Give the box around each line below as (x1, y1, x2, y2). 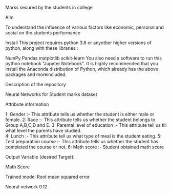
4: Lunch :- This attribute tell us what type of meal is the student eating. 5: (5, 133, 162, 139)
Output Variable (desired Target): (5, 154, 75, 160)
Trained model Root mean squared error (5, 174, 90, 180)
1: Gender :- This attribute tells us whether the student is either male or (5, 111, 155, 117)
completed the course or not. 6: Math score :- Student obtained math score (5, 144, 164, 150)
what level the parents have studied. (5, 128, 82, 133)
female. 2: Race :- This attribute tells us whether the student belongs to (5, 117, 156, 123)
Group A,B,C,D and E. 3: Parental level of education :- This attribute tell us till (5, 122, 167, 128)
